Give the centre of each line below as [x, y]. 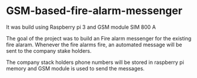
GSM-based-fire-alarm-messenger [94, 11]
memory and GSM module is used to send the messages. [76, 68]
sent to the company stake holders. [49, 50]
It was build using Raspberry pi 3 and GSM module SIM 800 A [81, 27]
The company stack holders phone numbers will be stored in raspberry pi [95, 62]
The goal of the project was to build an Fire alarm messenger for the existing [99, 38]
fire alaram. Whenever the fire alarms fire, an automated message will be [94, 45]
